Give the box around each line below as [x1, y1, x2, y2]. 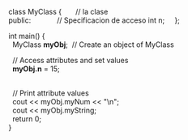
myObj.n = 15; [11, 64, 61, 74]
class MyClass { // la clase [8, 7, 109, 16]
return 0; [11, 114, 42, 124]
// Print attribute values [11, 88, 89, 98]
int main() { [8, 32, 46, 40]
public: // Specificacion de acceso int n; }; [8, 15, 181, 25]
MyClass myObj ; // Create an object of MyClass [11, 40, 174, 49]
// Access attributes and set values [11, 56, 129, 65]
